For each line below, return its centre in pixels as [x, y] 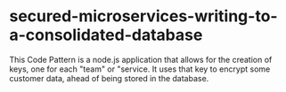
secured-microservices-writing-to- [143, 16]
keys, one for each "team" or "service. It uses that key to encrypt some [140, 69]
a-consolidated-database [106, 35]
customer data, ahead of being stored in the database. [109, 78]
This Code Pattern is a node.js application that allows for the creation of [141, 59]
